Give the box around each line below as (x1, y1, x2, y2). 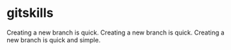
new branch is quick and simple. (6, 35, 101, 44)
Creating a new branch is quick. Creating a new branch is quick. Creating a (6, 28, 225, 37)
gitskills (6, 5, 54, 21)
